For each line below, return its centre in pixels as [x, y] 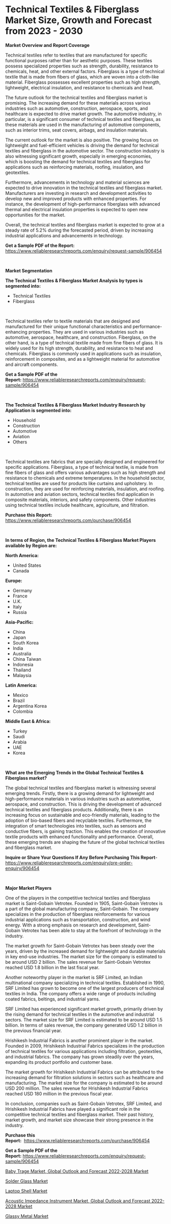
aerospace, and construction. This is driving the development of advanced [83, 804]
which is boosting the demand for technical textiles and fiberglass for [78, 161]
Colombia [23, 711]
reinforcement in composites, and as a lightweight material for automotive [83, 359]
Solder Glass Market [27, 1181]
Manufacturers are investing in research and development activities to [79, 193]
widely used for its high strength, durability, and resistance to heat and [79, 348]
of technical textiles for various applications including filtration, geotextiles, [84, 1051]
